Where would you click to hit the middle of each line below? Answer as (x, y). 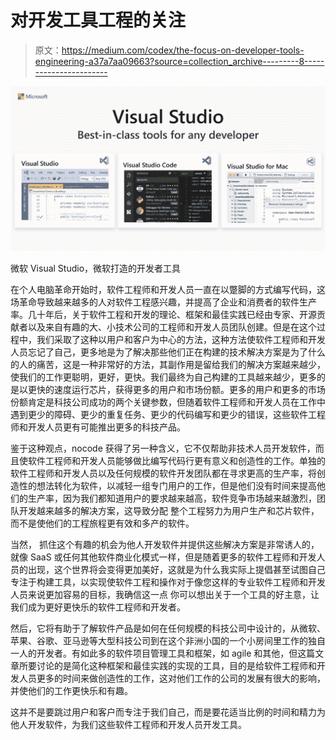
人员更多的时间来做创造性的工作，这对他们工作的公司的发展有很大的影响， (172, 678)
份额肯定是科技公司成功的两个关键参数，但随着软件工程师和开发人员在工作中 (168, 402)
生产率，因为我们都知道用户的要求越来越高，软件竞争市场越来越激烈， (172, 498)
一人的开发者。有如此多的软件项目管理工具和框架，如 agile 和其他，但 (154, 653)
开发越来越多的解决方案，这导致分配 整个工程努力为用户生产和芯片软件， (169, 511)
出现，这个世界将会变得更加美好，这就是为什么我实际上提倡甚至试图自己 (176, 570)
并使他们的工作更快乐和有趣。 (71, 691)
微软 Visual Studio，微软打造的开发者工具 (96, 268)
